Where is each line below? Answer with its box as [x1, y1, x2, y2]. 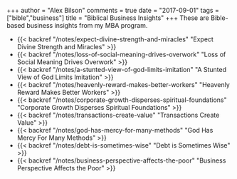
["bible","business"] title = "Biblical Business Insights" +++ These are [6, 14, 209, 22]
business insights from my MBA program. [26, 21, 148, 29]
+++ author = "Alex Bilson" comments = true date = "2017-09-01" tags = [6, 6, 220, 14]
